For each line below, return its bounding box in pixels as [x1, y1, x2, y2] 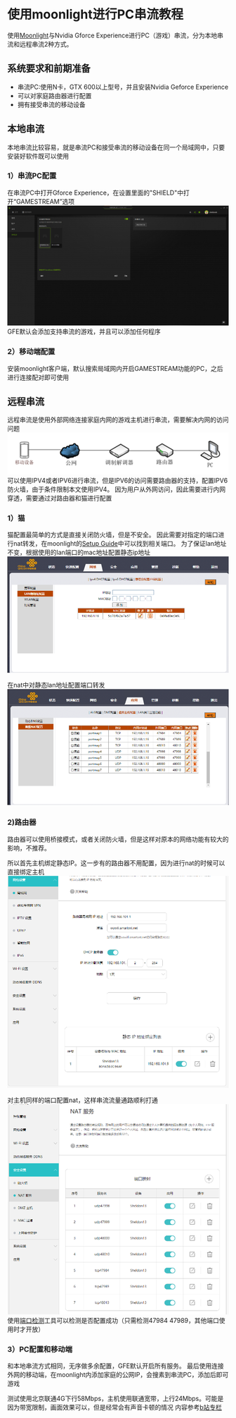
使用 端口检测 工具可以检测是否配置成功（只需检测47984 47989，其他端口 [7, 1316, 220, 1325]
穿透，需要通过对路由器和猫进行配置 [7, 494, 112, 502]
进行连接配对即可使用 [7, 373, 69, 381]
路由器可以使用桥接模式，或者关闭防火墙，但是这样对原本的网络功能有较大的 [7, 835, 229, 843]
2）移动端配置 [7, 347, 55, 357]
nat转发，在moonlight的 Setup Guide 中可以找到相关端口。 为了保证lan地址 [13, 539, 227, 548]
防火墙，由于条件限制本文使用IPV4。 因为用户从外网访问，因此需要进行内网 [7, 484, 226, 494]
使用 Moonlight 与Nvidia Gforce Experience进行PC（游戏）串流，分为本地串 [7, 31, 223, 39]
